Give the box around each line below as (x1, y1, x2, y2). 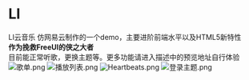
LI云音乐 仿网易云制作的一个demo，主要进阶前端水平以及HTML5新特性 (8, 32, 242, 42)
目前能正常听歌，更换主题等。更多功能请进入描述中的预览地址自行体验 (8, 52, 240, 62)
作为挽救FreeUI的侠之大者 (8, 42, 94, 52)
